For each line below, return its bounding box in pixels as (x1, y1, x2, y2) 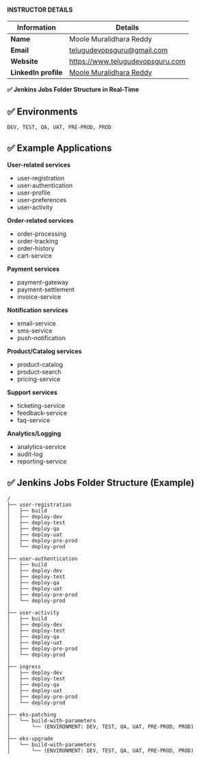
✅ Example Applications (7, 143, 112, 154)
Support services (7, 388, 58, 396)
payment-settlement (16, 285, 75, 293)
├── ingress (7, 663, 41, 670)
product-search (16, 367, 62, 376)
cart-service (16, 251, 53, 260)
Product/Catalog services (7, 347, 82, 355)
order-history (16, 244, 55, 252)
